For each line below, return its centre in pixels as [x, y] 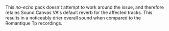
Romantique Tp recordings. [34, 23]
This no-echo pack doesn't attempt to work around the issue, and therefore [85, 7]
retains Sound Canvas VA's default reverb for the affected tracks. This [79, 12]
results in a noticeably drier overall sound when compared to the [73, 18]
